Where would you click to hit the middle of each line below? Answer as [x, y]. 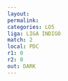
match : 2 [20, 40]
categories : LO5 [31, 27]
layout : [19, 14]
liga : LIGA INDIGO [34, 33]
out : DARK [22, 66]
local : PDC [23, 46]
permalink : [23, 20]
